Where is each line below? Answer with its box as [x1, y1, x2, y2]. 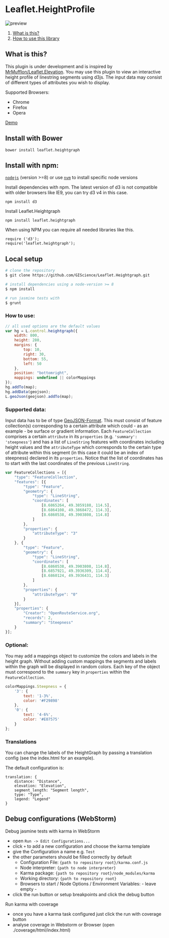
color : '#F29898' [23, 698, 60, 703]
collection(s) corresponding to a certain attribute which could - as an [5, 423, 149, 429]
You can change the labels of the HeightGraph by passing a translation [5, 750, 152, 755]
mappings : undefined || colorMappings [14, 375, 96, 380]
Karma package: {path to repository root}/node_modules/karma [20, 870, 155, 876]
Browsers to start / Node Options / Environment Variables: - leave [20, 881, 156, 887]
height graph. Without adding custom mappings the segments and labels [5, 658, 156, 664]
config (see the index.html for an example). [5, 755, 95, 761]
